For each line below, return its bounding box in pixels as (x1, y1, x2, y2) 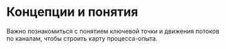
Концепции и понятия (6, 4, 138, 20)
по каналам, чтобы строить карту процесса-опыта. (6, 34, 158, 42)
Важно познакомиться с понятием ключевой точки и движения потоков (6, 27, 220, 35)
